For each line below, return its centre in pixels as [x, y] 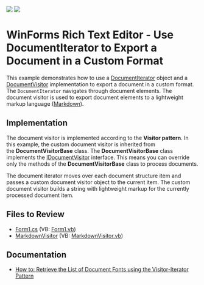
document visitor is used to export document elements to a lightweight [95, 97]
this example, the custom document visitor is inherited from [81, 144]
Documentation [37, 255]
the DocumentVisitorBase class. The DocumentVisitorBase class [90, 150]
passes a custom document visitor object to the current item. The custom [98, 182]
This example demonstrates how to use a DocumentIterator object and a [97, 78]
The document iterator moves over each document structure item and [94, 176]
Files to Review [36, 214]
